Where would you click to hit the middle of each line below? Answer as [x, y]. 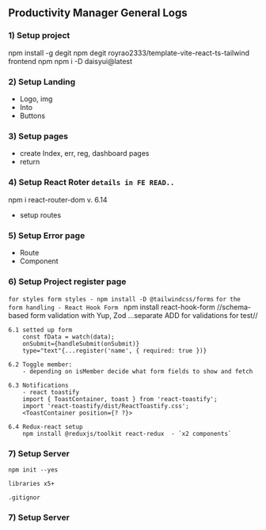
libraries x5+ [32, 484]
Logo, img [36, 99]
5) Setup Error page [47, 235]
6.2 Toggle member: [40, 365]
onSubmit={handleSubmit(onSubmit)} [81, 344]
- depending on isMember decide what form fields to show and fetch [138, 372]
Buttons [32, 115]
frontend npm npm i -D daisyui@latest [70, 61]
